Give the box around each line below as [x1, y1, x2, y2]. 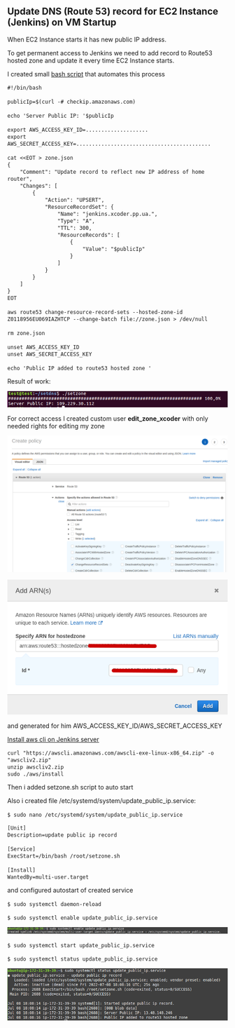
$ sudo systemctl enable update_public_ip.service [7, 914, 158, 921]
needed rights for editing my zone [7, 422, 105, 431]
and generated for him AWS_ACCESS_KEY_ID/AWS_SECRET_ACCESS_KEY [7, 722, 222, 730]
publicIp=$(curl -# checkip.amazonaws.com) [7, 98, 136, 105]
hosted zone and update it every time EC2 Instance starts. [7, 56, 175, 65]
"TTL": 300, [57, 224, 92, 231]
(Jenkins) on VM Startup [7, 17, 117, 29]
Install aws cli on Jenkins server [7, 735, 99, 743]
